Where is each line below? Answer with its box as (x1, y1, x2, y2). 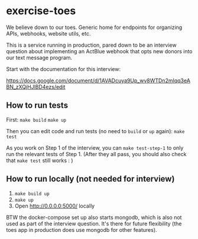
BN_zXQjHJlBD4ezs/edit (6, 83, 66, 90)
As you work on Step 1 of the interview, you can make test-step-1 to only (6, 144, 184, 151)
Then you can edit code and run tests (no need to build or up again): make (6, 127, 185, 134)
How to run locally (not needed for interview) (6, 174, 175, 184)
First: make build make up (6, 116, 67, 123)
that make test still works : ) (6, 157, 73, 164)
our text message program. (6, 54, 73, 61)
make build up (14, 190, 50, 196)
